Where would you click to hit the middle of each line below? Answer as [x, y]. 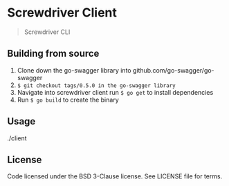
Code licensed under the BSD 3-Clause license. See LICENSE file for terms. [115, 176]
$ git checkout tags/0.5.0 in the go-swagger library [96, 85]
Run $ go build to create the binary [68, 100]
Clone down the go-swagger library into [74, 70]
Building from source [53, 54]
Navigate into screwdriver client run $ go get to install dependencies [115, 92]
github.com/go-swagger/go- [173, 70]
